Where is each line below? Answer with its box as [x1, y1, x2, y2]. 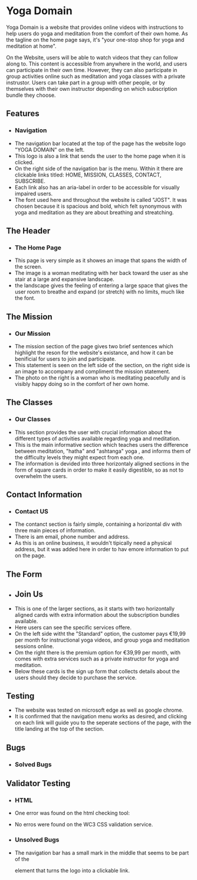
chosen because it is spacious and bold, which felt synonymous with [14, 202, 182, 210]
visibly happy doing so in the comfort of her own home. [14, 381, 149, 387]
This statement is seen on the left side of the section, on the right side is [14, 362, 191, 368]
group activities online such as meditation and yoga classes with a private [6, 73, 186, 80]
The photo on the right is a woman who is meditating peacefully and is [14, 374, 186, 381]
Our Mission [14, 329, 51, 338]
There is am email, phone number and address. [14, 533, 130, 541]
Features [6, 109, 40, 119]
